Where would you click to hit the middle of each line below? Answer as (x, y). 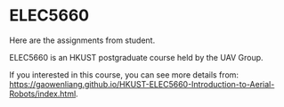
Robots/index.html (43, 94)
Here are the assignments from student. (82, 40)
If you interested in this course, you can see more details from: (124, 74)
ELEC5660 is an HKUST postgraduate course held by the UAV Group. (137, 57)
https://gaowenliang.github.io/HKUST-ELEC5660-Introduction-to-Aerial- (142, 84)
